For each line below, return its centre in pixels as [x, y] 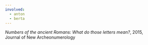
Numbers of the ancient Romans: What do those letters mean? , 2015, [74, 32]
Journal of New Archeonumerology [40, 37]
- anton [17, 14]
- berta [17, 18]
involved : [15, 9]
